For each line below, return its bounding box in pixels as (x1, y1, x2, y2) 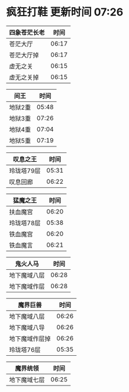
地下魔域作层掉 (9, 334, 51, 343)
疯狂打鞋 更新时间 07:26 (6, 5, 124, 19)
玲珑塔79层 (9, 167, 41, 175)
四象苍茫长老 (9, 28, 46, 36)
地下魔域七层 (9, 375, 46, 384)
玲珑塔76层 (9, 345, 41, 353)
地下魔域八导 (9, 323, 46, 332)
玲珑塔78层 (9, 219, 41, 227)
